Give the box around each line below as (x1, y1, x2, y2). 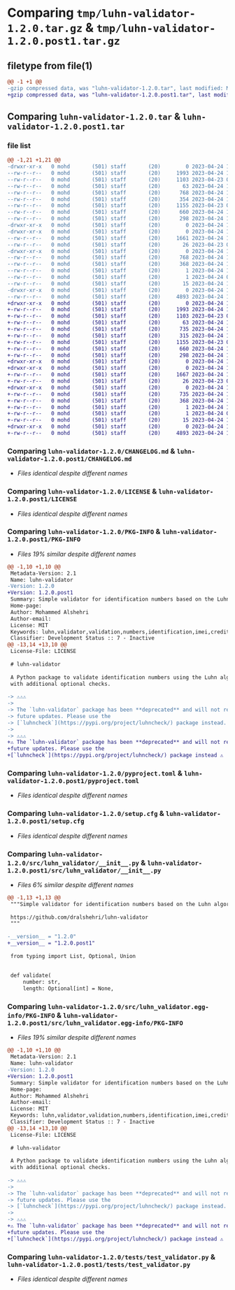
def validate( (10, 972, 52, 980)
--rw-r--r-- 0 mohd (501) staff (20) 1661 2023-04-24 (7, 234, 224, 242)
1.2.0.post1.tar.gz (7, 35, 120, 48)
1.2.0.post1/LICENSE (7, 495, 78, 503)
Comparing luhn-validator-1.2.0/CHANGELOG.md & (7, 446, 176, 456)
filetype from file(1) (7, 59, 93, 71)
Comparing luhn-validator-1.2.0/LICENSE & (7, 487, 157, 496)
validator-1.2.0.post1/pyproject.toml (7, 777, 140, 784)
